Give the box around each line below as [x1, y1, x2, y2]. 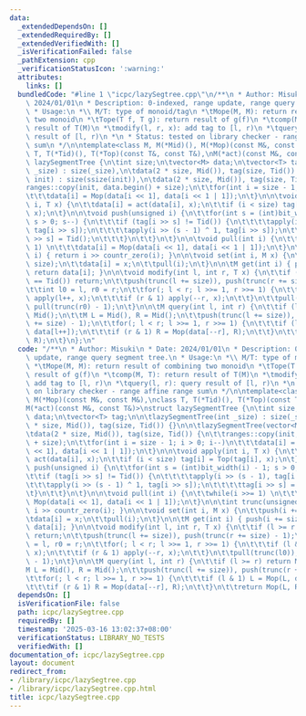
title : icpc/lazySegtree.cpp [9, 692, 120, 701]
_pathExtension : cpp [17, 56, 96, 65]
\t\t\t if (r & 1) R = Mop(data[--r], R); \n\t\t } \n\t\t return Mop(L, [25, 582, 291, 592]
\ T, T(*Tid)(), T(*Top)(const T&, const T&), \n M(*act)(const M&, [25, 149, 283, 158]
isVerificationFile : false [17, 599, 120, 608]
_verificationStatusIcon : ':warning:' [17, 65, 166, 74]
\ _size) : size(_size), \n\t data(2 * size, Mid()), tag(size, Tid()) [25, 166, 296, 175]
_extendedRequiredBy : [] [17, 30, 112, 39]
